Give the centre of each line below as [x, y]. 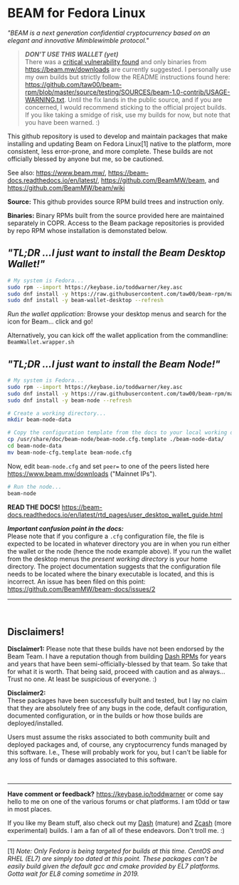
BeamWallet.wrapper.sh [41, 342]
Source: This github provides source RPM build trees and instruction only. [116, 202]
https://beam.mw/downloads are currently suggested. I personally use [128, 69]
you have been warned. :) [62, 122]
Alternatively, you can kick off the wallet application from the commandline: [118, 336]
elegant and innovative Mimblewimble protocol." [78, 40]
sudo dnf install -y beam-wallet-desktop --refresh [85, 301]
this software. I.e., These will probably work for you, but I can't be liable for [117, 752]
